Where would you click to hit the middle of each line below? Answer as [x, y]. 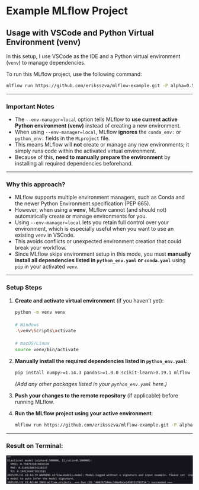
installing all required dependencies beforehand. [74, 164]
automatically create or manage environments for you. [81, 216]
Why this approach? [36, 184]
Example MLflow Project [67, 11]
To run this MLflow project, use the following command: [74, 74]
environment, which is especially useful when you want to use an [94, 229]
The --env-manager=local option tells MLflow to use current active [96, 119]
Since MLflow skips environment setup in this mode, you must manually [103, 254]
